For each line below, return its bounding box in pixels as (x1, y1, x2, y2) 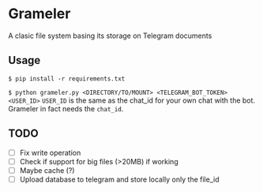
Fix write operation (19, 148, 81, 157)
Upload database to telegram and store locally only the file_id (19, 175, 220, 184)
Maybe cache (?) (19, 165, 75, 175)
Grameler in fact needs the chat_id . (8, 104, 124, 113)
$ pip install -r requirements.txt (8, 74, 126, 83)
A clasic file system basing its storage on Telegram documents (8, 31, 212, 40)
